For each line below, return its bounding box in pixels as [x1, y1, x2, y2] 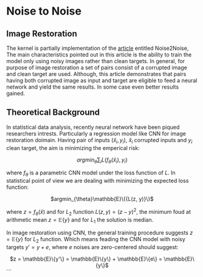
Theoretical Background [6, 108, 100, 118]
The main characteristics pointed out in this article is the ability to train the [6, 51, 192, 58]
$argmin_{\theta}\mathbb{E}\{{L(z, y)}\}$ [50, 196, 154, 203]
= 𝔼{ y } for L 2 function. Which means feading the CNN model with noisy [6, 236, 185, 244]
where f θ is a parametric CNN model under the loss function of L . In [6, 169, 176, 178]
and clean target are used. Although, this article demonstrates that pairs [6, 70, 187, 77]
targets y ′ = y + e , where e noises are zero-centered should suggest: [6, 244, 179, 251]
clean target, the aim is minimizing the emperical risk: [6, 144, 140, 151]
